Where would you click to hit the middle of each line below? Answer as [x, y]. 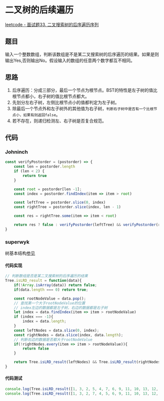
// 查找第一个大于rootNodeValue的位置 [50, 303]
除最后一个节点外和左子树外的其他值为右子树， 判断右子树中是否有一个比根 [83, 108]
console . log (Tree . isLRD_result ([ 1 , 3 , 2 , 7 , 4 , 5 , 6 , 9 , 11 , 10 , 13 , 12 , [82, 393]
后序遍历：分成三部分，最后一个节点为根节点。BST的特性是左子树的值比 [85, 90]
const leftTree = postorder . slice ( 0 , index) [60, 202]
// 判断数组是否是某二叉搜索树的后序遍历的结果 [47, 276]
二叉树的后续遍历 [40, 10]
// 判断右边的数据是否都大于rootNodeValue [53, 339]
